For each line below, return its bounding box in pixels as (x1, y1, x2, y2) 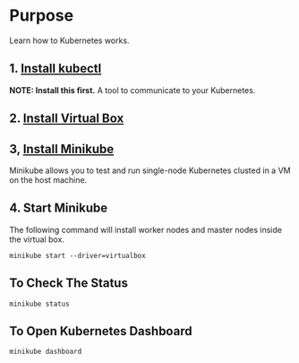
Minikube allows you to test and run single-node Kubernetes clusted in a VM (9, 165, 291, 176)
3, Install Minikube (9, 141, 115, 157)
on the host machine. (9, 174, 88, 185)
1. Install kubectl (9, 61, 102, 76)
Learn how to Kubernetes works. (9, 35, 130, 46)
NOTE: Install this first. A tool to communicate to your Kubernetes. (9, 84, 256, 95)
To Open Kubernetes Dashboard (9, 324, 192, 339)
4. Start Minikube (9, 201, 108, 216)
